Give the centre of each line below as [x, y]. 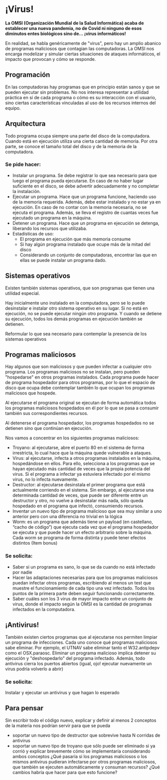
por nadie [22, 572]
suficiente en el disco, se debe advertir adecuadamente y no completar [86, 186]
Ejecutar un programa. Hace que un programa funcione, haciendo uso [84, 196]
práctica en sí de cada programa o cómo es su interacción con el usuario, [81, 97]
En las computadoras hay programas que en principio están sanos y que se [83, 87]
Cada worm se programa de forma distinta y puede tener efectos [79, 538]
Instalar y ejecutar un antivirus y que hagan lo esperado [62, 692]
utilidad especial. [22, 293]
